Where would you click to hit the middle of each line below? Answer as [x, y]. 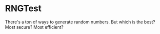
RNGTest [23, 8]
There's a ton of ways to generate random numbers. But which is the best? [80, 22]
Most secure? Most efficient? [34, 27]
